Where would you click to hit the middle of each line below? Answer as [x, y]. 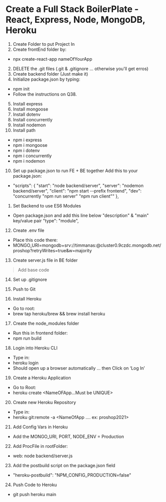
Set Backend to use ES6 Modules [47, 205]
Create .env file [28, 230]
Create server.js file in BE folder [45, 260]
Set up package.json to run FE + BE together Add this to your [75, 171]
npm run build [27, 338]
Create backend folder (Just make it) [50, 74]
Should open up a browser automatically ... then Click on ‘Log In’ [79, 368]
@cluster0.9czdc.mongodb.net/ [129, 245]
